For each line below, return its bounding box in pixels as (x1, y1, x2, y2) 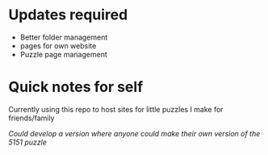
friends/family (8, 113, 55, 123)
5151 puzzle (8, 137, 47, 147)
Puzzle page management (19, 49, 107, 59)
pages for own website (19, 40, 97, 50)
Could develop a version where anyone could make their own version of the (8, 128, 261, 138)
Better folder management (19, 32, 108, 42)
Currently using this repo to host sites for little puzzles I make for (8, 104, 224, 114)
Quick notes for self (8, 78, 144, 96)
